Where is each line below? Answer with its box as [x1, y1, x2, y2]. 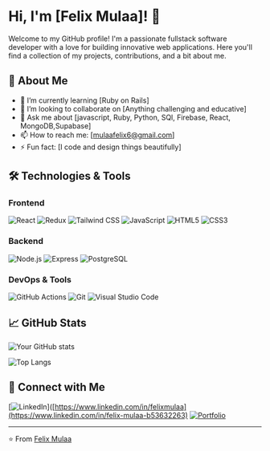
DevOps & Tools [8, 274, 72, 285]
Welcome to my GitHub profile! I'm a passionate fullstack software [8, 34, 227, 43]
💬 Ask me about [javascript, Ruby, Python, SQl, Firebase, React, [19, 112, 231, 122]
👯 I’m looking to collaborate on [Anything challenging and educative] [19, 104, 247, 113]
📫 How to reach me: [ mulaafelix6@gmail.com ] [19, 130, 175, 140]
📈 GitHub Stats [8, 316, 87, 330]
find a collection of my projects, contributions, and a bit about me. [8, 51, 227, 60]
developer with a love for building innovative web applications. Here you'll [8, 42, 253, 51]
